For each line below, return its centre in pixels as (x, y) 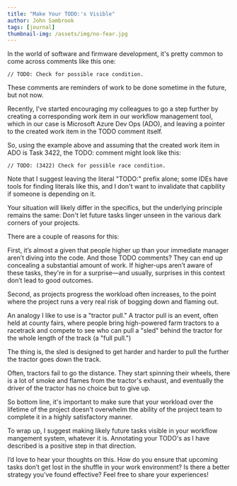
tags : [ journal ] (31, 27)
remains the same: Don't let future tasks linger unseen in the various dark (114, 215)
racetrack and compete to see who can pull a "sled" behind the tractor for (115, 331)
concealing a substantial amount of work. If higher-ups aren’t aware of (110, 265)
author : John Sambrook (41, 21)
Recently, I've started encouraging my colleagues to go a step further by (113, 109)
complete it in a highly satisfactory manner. (70, 417)
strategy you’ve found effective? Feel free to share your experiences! (108, 475)
